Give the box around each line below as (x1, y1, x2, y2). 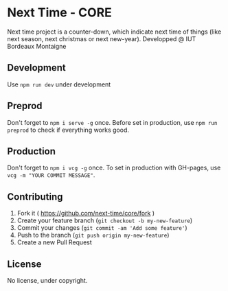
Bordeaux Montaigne (7, 42, 67, 50)
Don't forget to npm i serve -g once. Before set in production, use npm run (7, 118, 218, 126)
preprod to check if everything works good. (7, 126, 129, 134)
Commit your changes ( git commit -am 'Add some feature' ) (16, 224, 187, 232)
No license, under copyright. (7, 277, 88, 284)
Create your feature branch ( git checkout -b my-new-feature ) (16, 216, 193, 224)
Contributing (7, 191, 63, 202)
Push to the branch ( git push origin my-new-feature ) (16, 231, 170, 240)
